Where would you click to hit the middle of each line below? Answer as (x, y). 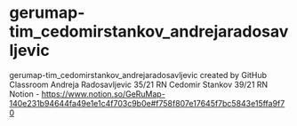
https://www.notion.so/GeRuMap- (104, 94)
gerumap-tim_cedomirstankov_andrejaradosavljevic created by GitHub (138, 75)
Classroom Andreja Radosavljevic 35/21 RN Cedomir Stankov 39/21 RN (139, 84)
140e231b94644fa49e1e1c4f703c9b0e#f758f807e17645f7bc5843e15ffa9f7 (147, 103)
